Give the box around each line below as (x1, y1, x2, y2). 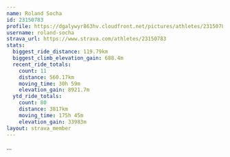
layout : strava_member (6, 125, 71, 132)
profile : (6, 23, 32, 29)
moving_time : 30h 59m (19, 80, 80, 87)
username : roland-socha (6, 29, 75, 36)
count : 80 (19, 99, 47, 106)
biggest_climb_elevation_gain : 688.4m (12, 55, 124, 62)
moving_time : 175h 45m (19, 112, 84, 119)
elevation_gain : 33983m (19, 118, 87, 125)
